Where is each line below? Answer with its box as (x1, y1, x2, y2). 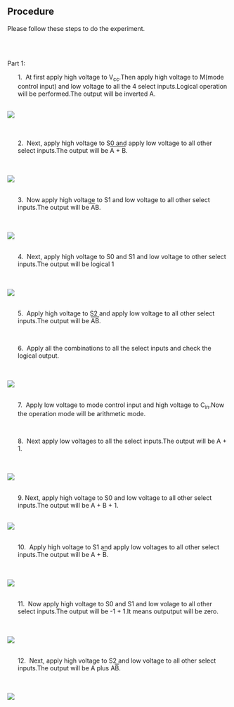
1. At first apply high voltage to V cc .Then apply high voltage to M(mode (17, 73, 225, 83)
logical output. (17, 351, 60, 360)
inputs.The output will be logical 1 (17, 260, 115, 268)
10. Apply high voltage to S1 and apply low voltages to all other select (17, 543, 220, 551)
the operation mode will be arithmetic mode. (17, 410, 146, 418)
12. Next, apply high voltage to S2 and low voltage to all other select (17, 656, 216, 665)
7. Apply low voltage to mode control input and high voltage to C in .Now (17, 401, 225, 411)
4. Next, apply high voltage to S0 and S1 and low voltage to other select (17, 252, 226, 261)
